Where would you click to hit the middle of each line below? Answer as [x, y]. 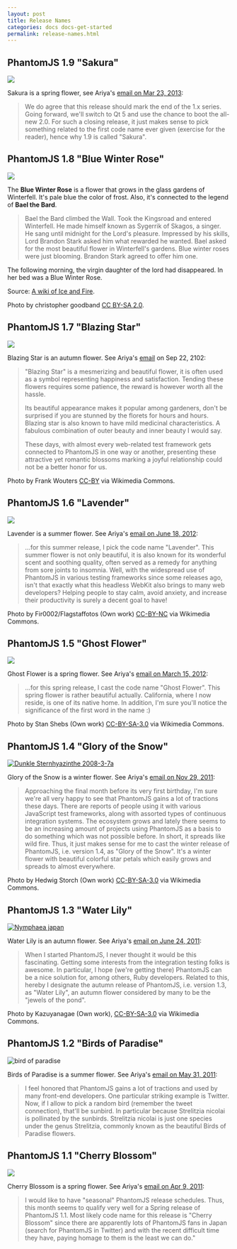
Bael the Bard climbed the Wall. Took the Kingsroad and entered [118, 218]
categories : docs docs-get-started [60, 27]
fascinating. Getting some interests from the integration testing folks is [127, 962]
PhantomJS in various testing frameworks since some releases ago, [123, 577]
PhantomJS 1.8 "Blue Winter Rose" [86, 159]
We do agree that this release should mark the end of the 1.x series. [123, 107]
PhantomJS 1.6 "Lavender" [68, 503]
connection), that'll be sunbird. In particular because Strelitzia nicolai [125, 1111]
